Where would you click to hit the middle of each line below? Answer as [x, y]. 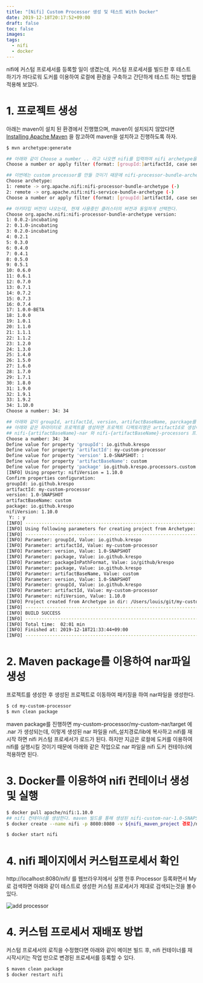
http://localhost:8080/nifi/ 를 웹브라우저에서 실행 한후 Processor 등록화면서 [97, 879]
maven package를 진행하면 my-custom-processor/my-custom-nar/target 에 [99, 724]
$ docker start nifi [32, 835]
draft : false [23, 23]
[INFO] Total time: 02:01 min [46, 624]
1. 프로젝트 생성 [42, 111]
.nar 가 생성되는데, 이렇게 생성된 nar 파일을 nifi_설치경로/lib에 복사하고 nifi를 [96, 732]
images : [16, 34]
